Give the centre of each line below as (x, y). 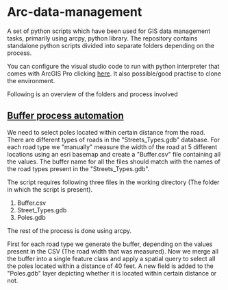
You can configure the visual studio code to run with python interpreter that (113, 66)
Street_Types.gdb (42, 210)
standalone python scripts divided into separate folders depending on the (111, 45)
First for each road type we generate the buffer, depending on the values (110, 244)
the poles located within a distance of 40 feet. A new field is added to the (111, 266)
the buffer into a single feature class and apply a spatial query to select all (111, 258)
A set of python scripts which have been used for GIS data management (109, 31)
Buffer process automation (66, 116)
